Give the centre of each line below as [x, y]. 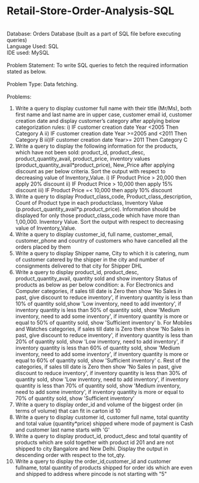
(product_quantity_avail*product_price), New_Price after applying [95, 165]
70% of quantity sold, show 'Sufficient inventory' [75, 398]
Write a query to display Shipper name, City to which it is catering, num [102, 253]
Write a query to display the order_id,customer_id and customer [93, 461]
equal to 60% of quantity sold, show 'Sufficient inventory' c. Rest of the [102, 360]
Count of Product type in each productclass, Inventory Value [89, 202]
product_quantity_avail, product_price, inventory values [83, 158]
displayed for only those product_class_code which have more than [97, 215]
